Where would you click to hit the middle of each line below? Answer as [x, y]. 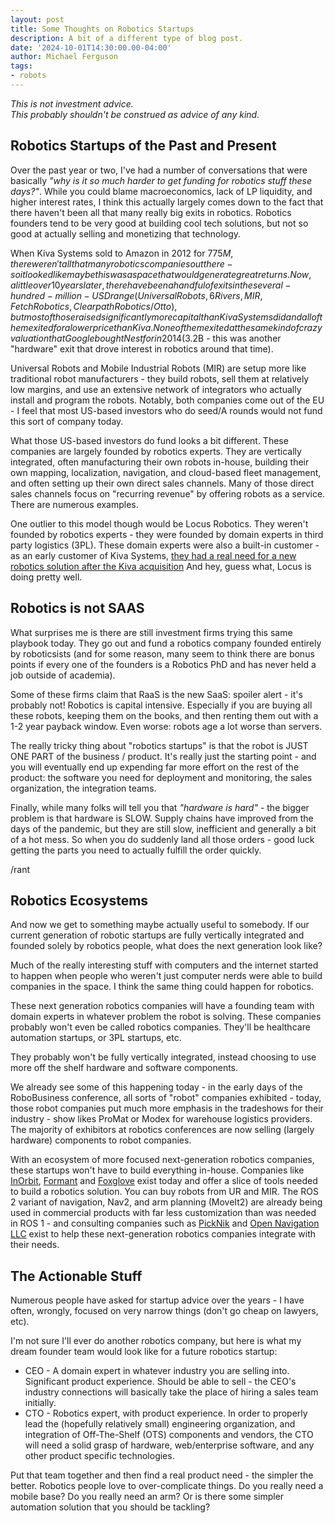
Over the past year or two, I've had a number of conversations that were [159, 170]
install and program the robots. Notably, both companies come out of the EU [167, 400]
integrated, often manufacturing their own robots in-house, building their [160, 462]
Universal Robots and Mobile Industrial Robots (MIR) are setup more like [158, 368]
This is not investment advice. [72, 103]
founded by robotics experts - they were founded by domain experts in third [167, 534]
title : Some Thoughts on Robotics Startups [102, 29]
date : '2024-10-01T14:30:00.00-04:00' [91, 47]
